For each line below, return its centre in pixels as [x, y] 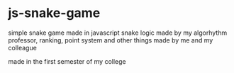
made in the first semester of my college [67, 61]
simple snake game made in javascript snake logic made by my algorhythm [118, 33]
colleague [23, 47]
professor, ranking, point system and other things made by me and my [111, 40]
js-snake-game [54, 13]
